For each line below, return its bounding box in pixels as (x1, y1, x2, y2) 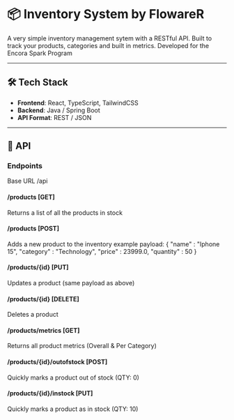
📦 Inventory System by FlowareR (7, 6, 205, 22)
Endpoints (7, 161, 43, 171)
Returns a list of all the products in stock (7, 208, 123, 217)
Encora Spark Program (7, 49, 73, 57)
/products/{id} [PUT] (7, 263, 69, 271)
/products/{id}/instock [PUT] (7, 389, 93, 398)
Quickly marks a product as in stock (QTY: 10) (7, 405, 139, 413)
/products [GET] (7, 193, 56, 202)
